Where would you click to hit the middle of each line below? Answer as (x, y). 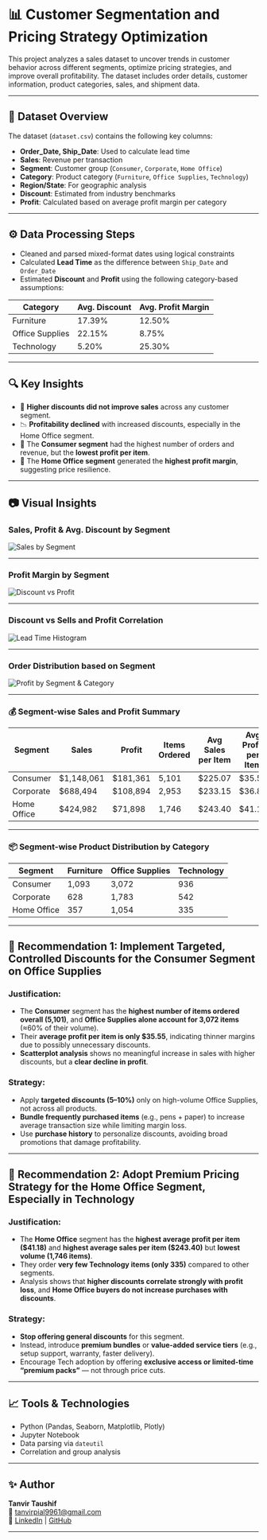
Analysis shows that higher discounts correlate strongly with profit (132, 1282)
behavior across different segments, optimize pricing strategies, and (120, 67)
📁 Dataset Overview (58, 116)
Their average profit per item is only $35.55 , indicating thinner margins (137, 1037)
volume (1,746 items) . (56, 1256)
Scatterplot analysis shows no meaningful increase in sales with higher (137, 1053)
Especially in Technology (72, 1199)
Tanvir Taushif (33, 1503)
